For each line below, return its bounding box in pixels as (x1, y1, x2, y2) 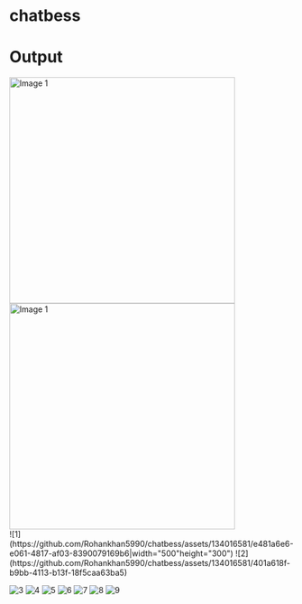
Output (9, 47, 63, 68)
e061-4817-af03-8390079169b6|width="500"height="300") (9, 548, 234, 559)
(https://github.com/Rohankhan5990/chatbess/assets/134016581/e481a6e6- (9, 539, 294, 550)
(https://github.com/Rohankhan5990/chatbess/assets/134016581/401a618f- (9, 558, 291, 569)
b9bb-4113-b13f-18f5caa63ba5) (9, 567, 128, 579)
